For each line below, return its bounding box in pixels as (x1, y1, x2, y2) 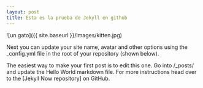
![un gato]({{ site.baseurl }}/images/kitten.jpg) (6, 31, 123, 38)
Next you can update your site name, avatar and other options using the (6, 43, 188, 51)
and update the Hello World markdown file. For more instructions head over (6, 68, 197, 75)
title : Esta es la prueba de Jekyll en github (6, 15, 128, 21)
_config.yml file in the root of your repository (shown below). (6, 50, 159, 57)
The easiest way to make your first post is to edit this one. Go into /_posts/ (6, 62, 194, 69)
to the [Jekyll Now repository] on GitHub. (6, 75, 110, 82)
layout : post (6, 9, 40, 15)
